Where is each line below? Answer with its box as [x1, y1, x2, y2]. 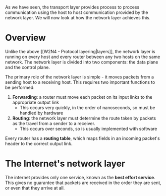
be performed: [5, 84, 35, 90]
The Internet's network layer [5, 158, 125, 169]
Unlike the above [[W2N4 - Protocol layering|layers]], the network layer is [5, 48, 155, 54]
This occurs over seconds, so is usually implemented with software [19, 126, 158, 131]
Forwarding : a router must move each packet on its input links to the [12, 94, 153, 100]
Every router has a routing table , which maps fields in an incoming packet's [5, 135, 160, 141]
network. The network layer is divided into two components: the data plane [5, 59, 159, 65]
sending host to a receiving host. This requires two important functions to [5, 79, 155, 85]
